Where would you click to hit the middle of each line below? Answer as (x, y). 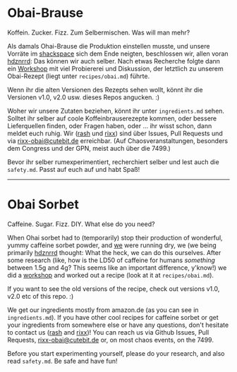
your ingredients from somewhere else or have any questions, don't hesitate (118, 325)
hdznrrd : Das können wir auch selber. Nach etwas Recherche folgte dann (114, 61)
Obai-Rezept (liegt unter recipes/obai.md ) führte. (79, 76)
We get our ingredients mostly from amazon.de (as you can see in (103, 310)
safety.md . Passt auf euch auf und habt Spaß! (74, 169)
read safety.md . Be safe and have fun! (62, 361)
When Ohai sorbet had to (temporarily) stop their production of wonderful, (115, 237)
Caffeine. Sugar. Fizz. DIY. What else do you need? (81, 224)
